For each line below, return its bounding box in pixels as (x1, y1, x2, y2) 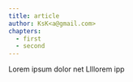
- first (15, 34, 42, 43)
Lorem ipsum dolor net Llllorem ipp (8, 64, 125, 74)
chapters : (8, 27, 42, 35)
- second (15, 42, 45, 50)
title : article (8, 11, 60, 20)
